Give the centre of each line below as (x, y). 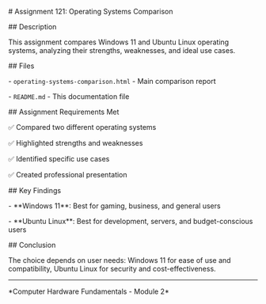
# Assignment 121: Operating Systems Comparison (91, 11)
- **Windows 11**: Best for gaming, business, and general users (114, 206)
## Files (21, 66)
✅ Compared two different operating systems (82, 127)
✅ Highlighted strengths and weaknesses (76, 143)
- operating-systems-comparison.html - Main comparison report (112, 81)
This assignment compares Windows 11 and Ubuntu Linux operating (119, 42)
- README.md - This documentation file (69, 97)
